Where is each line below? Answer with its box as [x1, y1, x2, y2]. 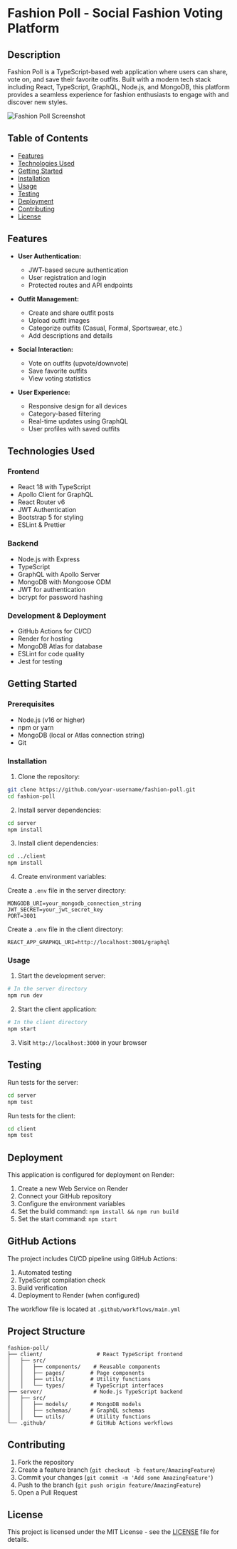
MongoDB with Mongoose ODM [17, 577, 112, 586]
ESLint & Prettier [17, 521, 66, 529]
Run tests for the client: [7, 1111, 76, 1120]
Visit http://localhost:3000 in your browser [17, 1038, 147, 1047]
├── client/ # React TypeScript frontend [7, 1350, 183, 1358]
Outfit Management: [17, 294, 80, 303]
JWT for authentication [17, 585, 85, 593]
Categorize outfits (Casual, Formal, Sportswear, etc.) [28, 324, 183, 332]
